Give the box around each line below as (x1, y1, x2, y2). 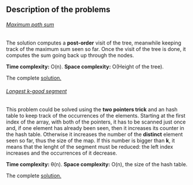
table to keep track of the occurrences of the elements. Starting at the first (6, 112, 186, 119)
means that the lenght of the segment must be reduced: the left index (6, 143, 174, 150)
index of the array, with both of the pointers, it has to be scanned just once (6, 118, 186, 125)
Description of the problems (6, 5, 111, 15)
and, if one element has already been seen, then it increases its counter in (6, 124, 184, 131)
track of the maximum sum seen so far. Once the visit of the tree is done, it (6, 45, 186, 52)
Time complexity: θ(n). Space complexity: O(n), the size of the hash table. (6, 160, 188, 167)
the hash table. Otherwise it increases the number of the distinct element (6, 131, 183, 138)
